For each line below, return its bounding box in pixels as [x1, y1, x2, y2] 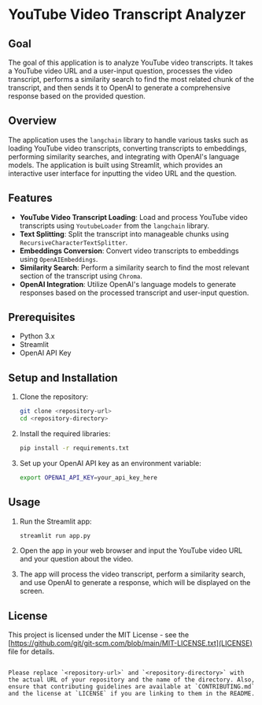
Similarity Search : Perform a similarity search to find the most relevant [19, 263, 249, 272]
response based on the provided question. [8, 91, 146, 100]
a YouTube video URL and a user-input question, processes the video [8, 66, 233, 76]
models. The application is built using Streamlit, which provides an [8, 160, 223, 170]
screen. [19, 586, 45, 596]
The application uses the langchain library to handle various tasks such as [8, 135, 249, 144]
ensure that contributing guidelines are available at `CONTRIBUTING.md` [8, 683, 256, 691]
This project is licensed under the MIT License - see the [8, 630, 190, 640]
